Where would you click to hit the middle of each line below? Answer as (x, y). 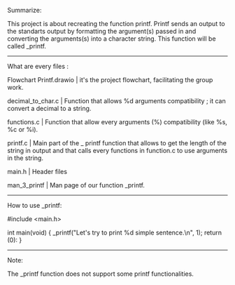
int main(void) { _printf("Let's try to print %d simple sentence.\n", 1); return (115, 232)
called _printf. (27, 46)
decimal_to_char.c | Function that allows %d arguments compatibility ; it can (116, 101)
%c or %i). (23, 130)
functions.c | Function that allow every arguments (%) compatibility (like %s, (117, 122)
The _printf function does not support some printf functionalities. (101, 274)
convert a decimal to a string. (49, 108)
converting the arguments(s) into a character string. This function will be (112, 39)
